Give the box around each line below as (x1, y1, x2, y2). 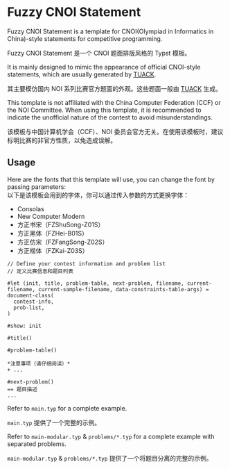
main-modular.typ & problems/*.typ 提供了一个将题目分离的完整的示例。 (7, 454, 213, 462)
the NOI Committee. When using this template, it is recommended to (7, 106, 202, 114)
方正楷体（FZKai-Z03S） (17, 246, 89, 254)
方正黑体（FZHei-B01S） (17, 229, 88, 237)
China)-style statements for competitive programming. (7, 34, 163, 42)
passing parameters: (7, 182, 66, 191)
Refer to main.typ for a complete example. (7, 404, 127, 412)
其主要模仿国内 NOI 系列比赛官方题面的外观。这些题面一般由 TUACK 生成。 (7, 84, 222, 92)
